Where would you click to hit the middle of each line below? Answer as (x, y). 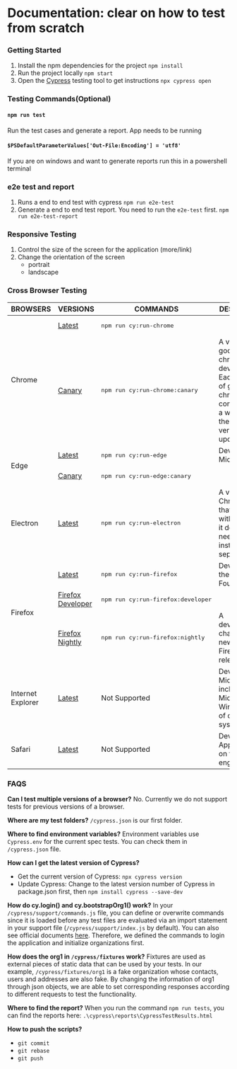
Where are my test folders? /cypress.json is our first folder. (95, 820)
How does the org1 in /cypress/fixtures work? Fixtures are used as (107, 956)
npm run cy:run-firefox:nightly (153, 638)
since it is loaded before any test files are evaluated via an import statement (117, 920)
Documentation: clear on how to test (116, 13)
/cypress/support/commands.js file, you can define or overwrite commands (116, 913)
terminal (19, 168)
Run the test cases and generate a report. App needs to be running (105, 130)
